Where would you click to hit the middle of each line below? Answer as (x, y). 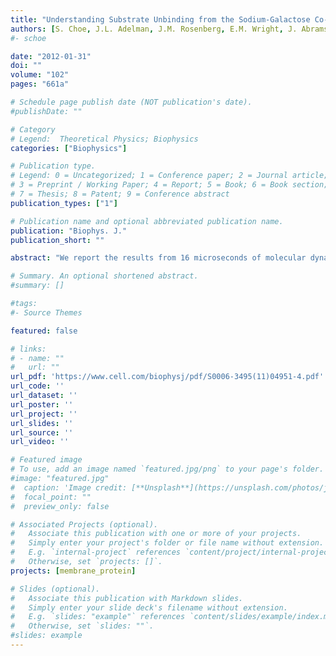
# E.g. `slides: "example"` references (98, 617)
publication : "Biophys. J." (69, 231)
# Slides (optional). (55, 589)
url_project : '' (44, 414)
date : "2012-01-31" (51, 56)
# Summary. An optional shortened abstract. (104, 276)
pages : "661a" (40, 84)
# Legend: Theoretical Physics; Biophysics (104, 139)
